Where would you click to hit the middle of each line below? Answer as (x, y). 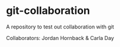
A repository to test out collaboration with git (60, 27)
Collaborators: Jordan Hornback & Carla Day (60, 38)
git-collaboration (48, 11)
